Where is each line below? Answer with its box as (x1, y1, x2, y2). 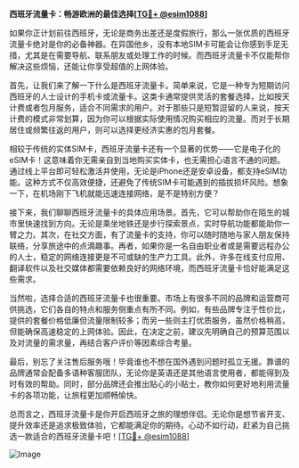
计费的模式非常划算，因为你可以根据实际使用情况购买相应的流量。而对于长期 (9, 113, 290, 124)
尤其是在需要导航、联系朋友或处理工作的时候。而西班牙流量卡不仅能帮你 (24, 50, 290, 61)
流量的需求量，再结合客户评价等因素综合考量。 (24, 338, 197, 348)
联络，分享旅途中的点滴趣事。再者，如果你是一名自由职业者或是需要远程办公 (9, 241, 290, 250)
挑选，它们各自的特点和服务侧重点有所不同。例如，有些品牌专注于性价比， (16, 304, 290, 315)
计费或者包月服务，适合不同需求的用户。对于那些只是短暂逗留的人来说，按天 (9, 103, 290, 112)
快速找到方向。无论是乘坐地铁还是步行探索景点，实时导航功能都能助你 (24, 218, 282, 228)
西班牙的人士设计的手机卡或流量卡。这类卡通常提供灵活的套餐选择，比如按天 (9, 91, 290, 102)
